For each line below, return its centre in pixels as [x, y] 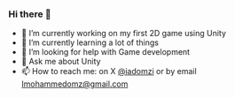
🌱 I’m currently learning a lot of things [90, 42]
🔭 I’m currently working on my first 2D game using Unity [124, 34]
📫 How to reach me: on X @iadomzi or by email [109, 72]
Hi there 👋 [30, 14]
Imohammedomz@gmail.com [74, 84]
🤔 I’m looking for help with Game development [106, 52]
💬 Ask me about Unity [61, 62]
